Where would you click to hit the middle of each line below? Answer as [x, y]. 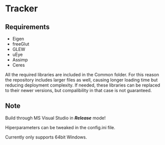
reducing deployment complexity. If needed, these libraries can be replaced [83, 85]
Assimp [20, 60]
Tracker [22, 9]
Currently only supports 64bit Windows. [46, 137]
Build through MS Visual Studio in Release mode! [55, 118]
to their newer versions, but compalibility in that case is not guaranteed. [79, 90]
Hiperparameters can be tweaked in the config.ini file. [60, 127]
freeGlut [21, 44]
